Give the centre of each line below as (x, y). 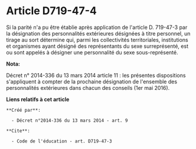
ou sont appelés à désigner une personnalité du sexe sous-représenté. (92, 52)
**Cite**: (18, 131)
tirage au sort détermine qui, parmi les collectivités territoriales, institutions (97, 40)
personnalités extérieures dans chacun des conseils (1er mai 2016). (88, 88)
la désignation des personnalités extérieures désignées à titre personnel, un (98, 33)
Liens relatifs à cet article (38, 99)
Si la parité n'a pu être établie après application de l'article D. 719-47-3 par (97, 27)
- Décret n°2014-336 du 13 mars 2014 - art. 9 (70, 120)
